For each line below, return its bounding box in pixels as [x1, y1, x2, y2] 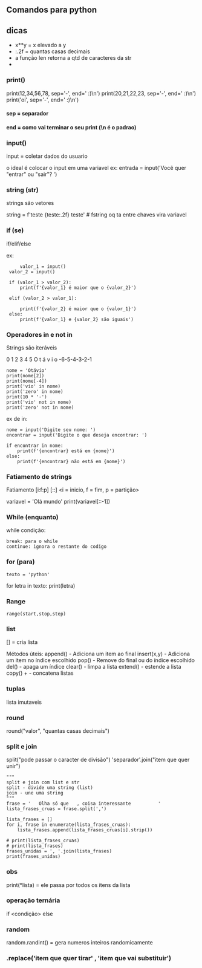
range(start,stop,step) [6, 611, 67, 617]
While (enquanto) [6, 513, 59, 522]
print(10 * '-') [6, 394, 47, 400]
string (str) [6, 186, 39, 194]
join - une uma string [6, 790, 64, 796]
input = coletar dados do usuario [6, 152, 88, 160]
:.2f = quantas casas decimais [15, 48, 91, 55]
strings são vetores [6, 200, 54, 207]
